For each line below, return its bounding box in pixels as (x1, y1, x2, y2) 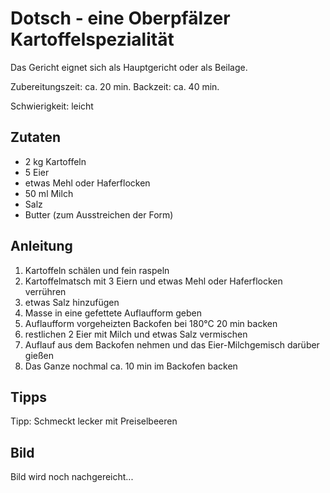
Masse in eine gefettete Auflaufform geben (24, 307, 203, 319)
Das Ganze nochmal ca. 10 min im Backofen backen (24, 360, 238, 372)
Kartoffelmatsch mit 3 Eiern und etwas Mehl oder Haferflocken (24, 275, 283, 287)
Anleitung (10, 238, 73, 255)
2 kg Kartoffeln (24, 155, 87, 167)
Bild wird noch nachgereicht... (10, 471, 134, 483)
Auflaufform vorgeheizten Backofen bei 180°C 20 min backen (24, 317, 278, 329)
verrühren (24, 285, 67, 297)
